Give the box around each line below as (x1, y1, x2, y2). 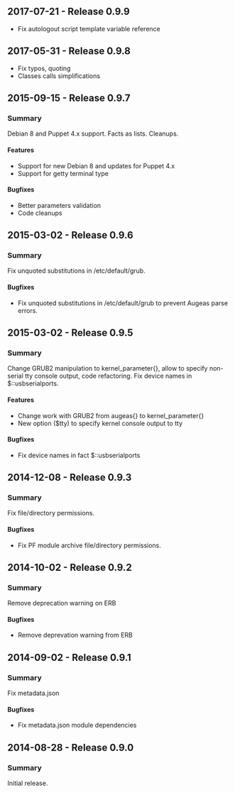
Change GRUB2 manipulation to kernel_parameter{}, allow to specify (7, 364, 208, 373)
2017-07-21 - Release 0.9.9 (7, 6, 130, 18)
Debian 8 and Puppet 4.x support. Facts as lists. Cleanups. (7, 129, 179, 138)
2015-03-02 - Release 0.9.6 (7, 229, 133, 241)
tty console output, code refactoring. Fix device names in (24, 372, 192, 381)
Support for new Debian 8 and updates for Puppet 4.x (17, 161, 175, 170)
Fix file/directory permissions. (7, 509, 94, 518)
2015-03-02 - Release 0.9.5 (7, 327, 133, 339)
